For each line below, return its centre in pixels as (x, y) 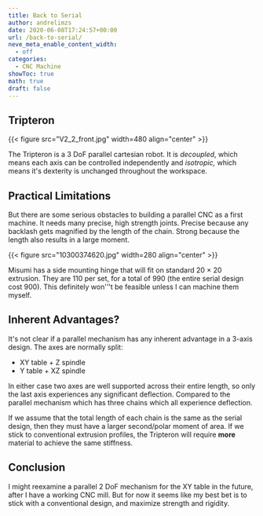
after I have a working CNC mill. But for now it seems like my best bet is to (128, 495)
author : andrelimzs (40, 23)
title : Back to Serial (45, 15)
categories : (27, 60)
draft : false (29, 88)
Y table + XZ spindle (53, 371)
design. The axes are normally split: (66, 347)
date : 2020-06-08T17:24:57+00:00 (63, 30)
